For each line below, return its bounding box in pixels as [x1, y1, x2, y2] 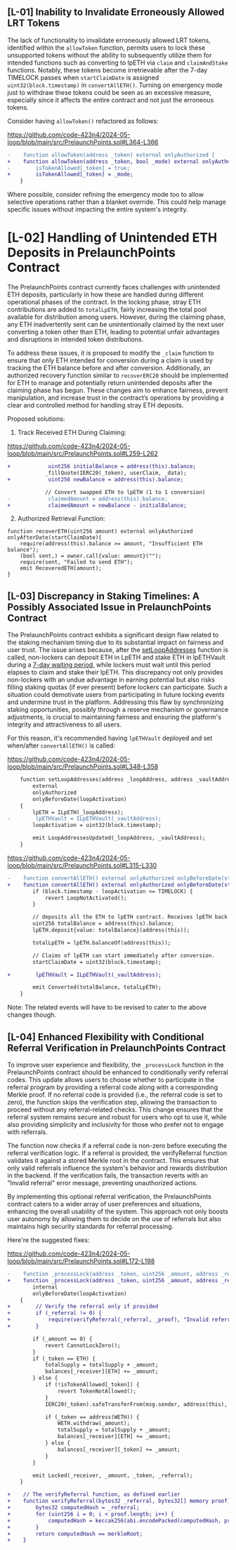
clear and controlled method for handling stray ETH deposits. [7, 401, 184, 410]
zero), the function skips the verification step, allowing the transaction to [7, 1098, 217, 1106]
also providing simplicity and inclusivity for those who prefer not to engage [7, 1121, 224, 1128]
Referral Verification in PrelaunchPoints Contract [7, 1042, 226, 1054]
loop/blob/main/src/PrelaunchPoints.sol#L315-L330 [7, 861, 157, 869]
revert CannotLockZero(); [44, 1342, 121, 1349]
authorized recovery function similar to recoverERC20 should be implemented [7, 371, 229, 379]
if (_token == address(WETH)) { [44, 1413, 140, 1421]
